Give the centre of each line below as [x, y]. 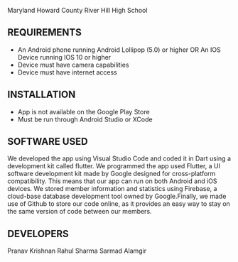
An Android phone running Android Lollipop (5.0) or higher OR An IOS [119, 50]
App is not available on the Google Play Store [84, 111]
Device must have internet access [67, 72]
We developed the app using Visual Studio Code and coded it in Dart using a [119, 158]
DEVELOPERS [38, 234]
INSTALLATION [42, 95]
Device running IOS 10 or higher [64, 57]
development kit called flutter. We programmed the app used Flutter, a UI [114, 166]
